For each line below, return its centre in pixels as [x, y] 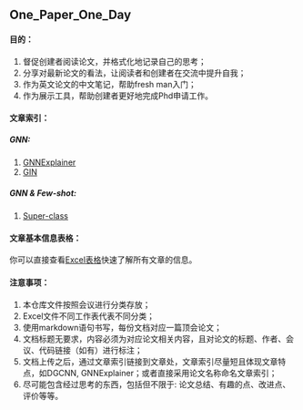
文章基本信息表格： [45, 238]
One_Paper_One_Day [71, 15]
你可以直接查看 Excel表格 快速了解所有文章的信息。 [103, 260]
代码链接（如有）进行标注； [91, 350]
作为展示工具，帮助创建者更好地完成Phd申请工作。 [118, 96]
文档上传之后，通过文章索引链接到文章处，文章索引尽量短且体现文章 [150, 361]
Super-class [45, 216]
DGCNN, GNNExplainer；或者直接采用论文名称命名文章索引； [162, 373]
